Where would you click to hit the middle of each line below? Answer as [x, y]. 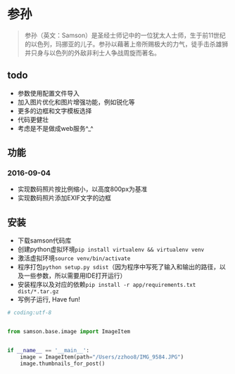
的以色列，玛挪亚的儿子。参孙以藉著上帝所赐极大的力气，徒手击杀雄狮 [126, 44]
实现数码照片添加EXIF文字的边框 [64, 198]
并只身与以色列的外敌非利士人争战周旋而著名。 [92, 53]
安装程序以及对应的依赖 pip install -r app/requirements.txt [107, 285]
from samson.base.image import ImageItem [69, 332]
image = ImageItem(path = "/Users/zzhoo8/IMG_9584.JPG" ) [102, 357]
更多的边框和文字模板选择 [55, 110]
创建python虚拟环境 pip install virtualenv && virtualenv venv [111, 250]
